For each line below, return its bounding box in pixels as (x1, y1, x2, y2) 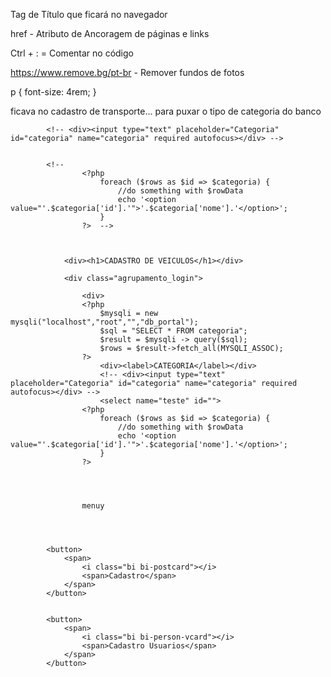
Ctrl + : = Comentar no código (10, 47, 134, 59)
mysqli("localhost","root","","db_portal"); (10, 317, 199, 327)
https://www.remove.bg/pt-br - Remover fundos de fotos (10, 67, 245, 78)
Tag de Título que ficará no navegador (10, 9, 168, 20)
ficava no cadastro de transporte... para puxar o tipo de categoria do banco (10, 105, 322, 117)
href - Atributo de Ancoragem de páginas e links (10, 28, 210, 39)
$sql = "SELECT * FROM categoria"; (99, 326, 248, 336)
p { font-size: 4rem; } (10, 86, 97, 98)
